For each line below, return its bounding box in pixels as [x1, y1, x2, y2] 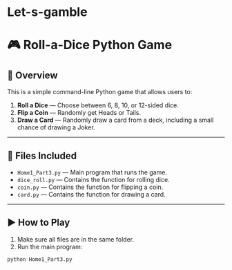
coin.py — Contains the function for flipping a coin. [17, 183, 164, 191]
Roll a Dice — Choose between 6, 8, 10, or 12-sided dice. [17, 101, 180, 109]
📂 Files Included [7, 150, 77, 161]
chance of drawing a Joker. [17, 123, 95, 132]
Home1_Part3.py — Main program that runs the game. [17, 168, 168, 177]
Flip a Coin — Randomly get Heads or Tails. [17, 109, 142, 117]
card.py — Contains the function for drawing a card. [17, 190, 166, 198]
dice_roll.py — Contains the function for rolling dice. [17, 176, 171, 183]
